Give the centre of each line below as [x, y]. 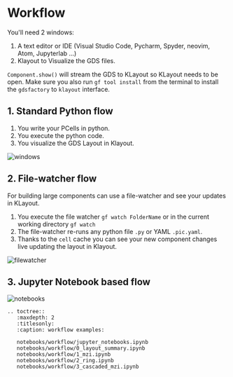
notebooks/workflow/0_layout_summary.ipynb [81, 348]
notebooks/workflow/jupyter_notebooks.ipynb [83, 342]
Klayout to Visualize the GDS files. [66, 60]
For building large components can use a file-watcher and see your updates [116, 196]
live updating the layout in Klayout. [67, 246]
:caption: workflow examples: [61, 330]
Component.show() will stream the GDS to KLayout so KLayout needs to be [113, 74]
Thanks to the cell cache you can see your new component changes [117, 239]
